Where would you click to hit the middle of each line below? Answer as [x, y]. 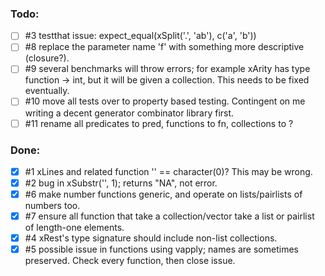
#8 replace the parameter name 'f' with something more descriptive [164, 47]
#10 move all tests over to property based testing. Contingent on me [165, 101]
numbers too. [52, 206]
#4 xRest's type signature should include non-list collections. [151, 238]
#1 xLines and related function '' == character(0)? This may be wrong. [168, 171]
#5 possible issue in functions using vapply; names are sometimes [161, 249]
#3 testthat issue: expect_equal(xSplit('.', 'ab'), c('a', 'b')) [140, 36]
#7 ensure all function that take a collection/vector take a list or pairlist [169, 216]
